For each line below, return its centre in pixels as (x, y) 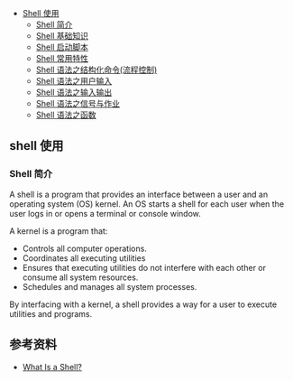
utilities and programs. (51, 313)
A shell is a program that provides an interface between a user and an (139, 194)
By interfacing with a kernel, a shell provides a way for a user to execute (143, 304)
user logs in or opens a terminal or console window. (105, 213)
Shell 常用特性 (62, 58)
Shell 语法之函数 (66, 115)
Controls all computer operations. (84, 248)
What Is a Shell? (52, 367)
